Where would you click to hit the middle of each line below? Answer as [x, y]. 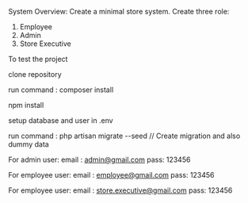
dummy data [29, 144]
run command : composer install [61, 90]
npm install [26, 105]
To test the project [38, 59]
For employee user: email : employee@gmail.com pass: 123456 [112, 175]
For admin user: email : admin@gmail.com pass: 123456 [99, 159]
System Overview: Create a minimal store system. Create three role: [119, 11]
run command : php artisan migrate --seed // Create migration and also [124, 136]
